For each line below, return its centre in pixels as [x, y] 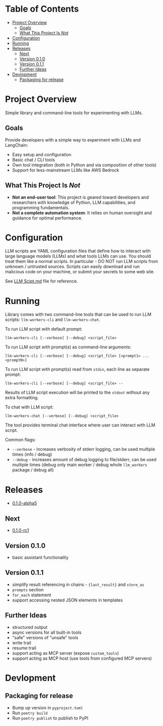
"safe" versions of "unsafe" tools [45, 637]
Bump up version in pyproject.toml [48, 707]
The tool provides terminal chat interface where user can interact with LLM [80, 425]
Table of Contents [42, 9]
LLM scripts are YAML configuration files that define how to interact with [78, 251]
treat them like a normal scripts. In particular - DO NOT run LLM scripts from [81, 262]
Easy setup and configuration [42, 154]
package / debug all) [33, 470]
